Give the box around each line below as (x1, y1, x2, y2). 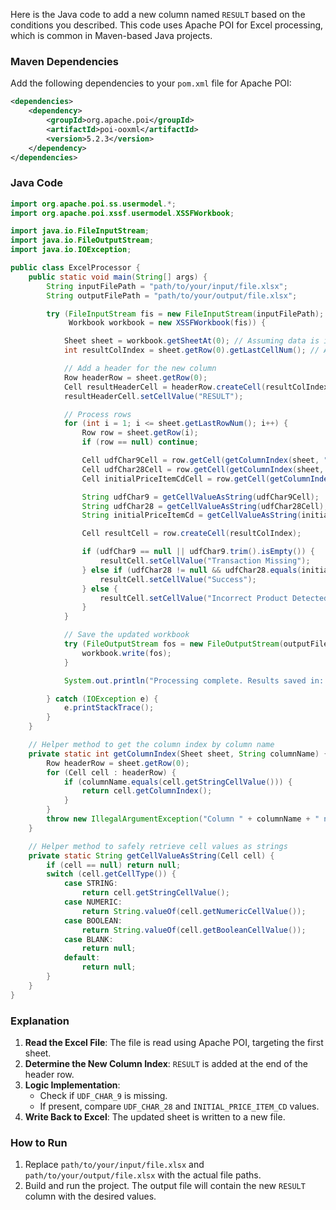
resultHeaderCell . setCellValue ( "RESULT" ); (63, 391, 244, 401)
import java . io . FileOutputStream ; (10, 235, 155, 246)
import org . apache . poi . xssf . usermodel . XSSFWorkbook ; (10, 208, 235, 218)
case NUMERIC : (63, 897, 123, 908)
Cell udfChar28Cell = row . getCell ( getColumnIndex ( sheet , (81, 464, 325, 474)
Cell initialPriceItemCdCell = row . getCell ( (81, 474, 271, 484)
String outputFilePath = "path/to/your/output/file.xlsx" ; (46, 290, 298, 301)
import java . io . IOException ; (10, 245, 132, 255)
